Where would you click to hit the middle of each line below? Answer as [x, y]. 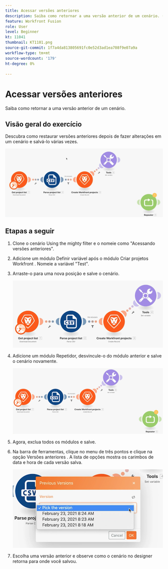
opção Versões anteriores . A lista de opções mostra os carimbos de [83, 457]
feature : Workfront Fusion [33, 21]
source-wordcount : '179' [31, 58]
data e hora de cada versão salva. [47, 462]
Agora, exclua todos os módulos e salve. [54, 442]
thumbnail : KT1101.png [29, 43]
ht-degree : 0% [20, 64]
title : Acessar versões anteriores [42, 11]
